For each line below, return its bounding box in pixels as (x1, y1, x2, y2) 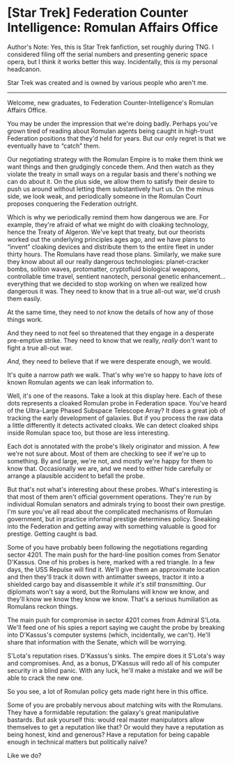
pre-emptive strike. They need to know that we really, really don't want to (7, 336, 218, 344)
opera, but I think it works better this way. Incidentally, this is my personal (7, 57, 218, 65)
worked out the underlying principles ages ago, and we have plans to (7, 235, 205, 243)
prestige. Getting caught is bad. (7, 530, 98, 538)
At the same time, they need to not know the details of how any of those (7, 308, 214, 316)
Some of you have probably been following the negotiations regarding (7, 543, 208, 551)
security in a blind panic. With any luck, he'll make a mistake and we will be (7, 666, 223, 674)
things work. (7, 315, 43, 323)
